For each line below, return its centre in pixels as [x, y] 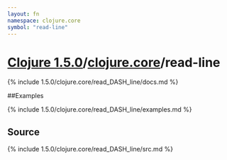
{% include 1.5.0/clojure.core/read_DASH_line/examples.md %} [100, 110]
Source [24, 132]
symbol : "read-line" [38, 27]
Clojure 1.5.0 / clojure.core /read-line [114, 62]
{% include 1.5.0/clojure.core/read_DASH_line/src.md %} [90, 149]
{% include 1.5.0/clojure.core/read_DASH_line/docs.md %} [93, 82]
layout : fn [23, 14]
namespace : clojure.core [44, 21]
